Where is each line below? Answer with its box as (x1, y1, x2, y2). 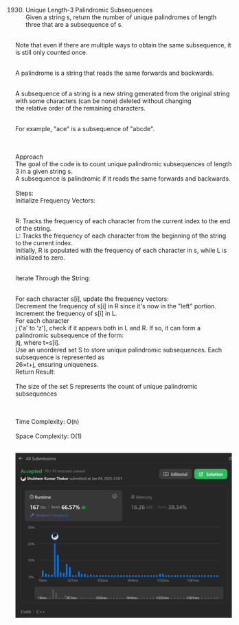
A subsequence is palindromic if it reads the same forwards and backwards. (15, 174, 231, 183)
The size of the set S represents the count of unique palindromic (15, 383, 198, 390)
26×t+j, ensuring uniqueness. (15, 361, 99, 368)
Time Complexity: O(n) (15, 418, 80, 425)
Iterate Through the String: (15, 274, 91, 282)
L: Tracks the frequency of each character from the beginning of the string (15, 231, 227, 240)
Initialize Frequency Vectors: (15, 196, 96, 205)
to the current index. (15, 239, 73, 247)
